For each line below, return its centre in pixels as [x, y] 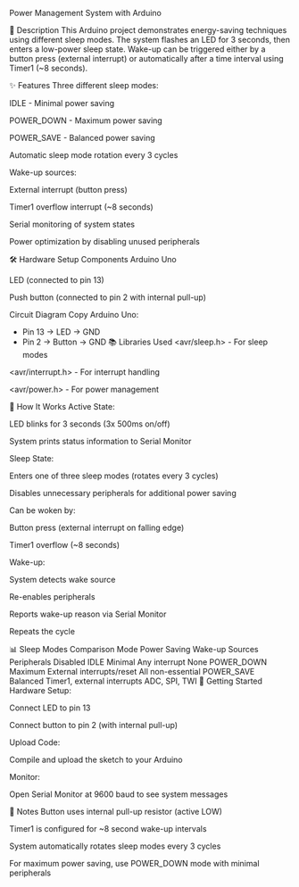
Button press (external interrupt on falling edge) [97, 527]
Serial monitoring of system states [72, 224]
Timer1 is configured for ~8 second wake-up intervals [108, 829]
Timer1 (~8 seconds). [49, 68]
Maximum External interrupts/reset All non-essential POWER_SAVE [132, 671]
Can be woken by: [42, 510]
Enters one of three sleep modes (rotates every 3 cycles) [114, 476]
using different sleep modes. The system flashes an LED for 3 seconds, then [150, 40]
